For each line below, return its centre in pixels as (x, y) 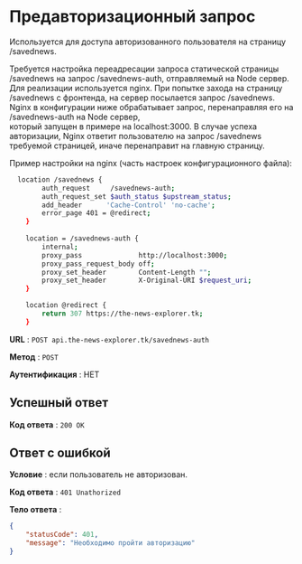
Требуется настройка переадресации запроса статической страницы (144, 69)
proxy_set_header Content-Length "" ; (127, 272)
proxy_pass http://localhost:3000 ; (135, 255)
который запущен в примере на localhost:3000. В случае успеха (133, 126)
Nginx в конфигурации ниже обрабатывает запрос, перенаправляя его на (151, 107)
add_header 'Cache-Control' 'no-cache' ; (129, 205)
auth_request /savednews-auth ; (109, 188)
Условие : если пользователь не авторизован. (98, 475)
